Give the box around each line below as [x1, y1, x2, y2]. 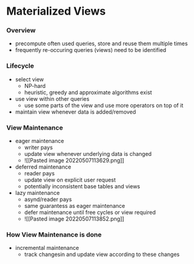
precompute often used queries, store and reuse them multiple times [15, 40, 188, 47]
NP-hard [24, 82, 46, 89]
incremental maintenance [15, 244, 79, 252]
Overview [6, 26, 36, 35]
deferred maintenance [15, 163, 71, 170]
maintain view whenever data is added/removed [15, 108, 136, 116]
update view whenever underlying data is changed [24, 150, 152, 158]
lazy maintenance [15, 189, 60, 197]
